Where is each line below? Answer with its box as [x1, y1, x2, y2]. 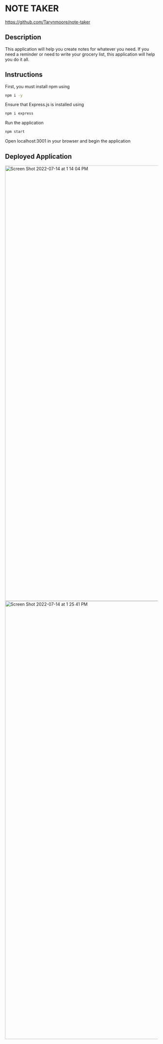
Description [5, 33, 41, 41]
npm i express [5, 111, 34, 116]
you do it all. [5, 56, 30, 62]
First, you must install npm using [5, 83, 70, 89]
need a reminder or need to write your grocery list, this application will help [5, 51, 155, 57]
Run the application [5, 120, 44, 126]
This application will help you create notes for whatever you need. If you [5, 46, 149, 52]
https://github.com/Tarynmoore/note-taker [5, 19, 91, 25]
